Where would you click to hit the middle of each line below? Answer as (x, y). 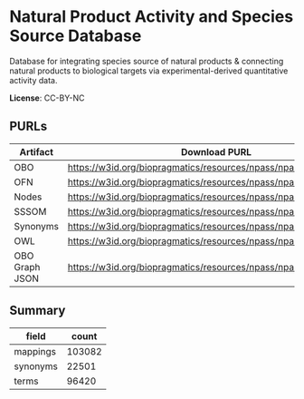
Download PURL (216, 151)
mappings (35, 351)
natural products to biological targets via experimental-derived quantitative (149, 71)
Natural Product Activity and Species (152, 17)
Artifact (37, 151)
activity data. (33, 80)
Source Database (76, 36)
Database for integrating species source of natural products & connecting (147, 61)
